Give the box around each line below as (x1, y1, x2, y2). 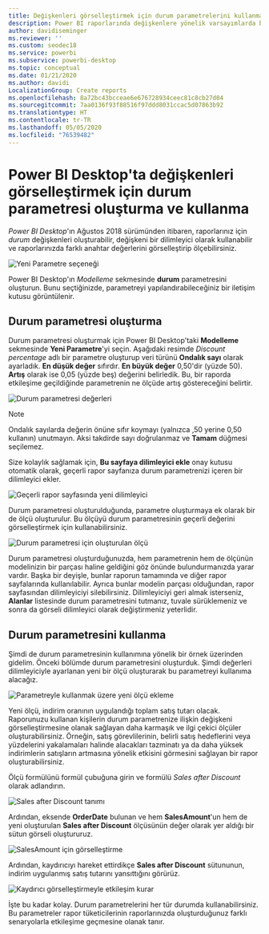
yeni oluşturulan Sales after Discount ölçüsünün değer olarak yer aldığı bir (8, 821, 255, 831)
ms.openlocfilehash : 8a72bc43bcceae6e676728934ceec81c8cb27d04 (8, 94, 224, 102)
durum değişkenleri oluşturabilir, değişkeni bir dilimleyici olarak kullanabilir (8, 234, 253, 245)
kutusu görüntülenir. (8, 291, 74, 301)
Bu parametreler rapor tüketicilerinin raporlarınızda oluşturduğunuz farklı (8, 908, 247, 918)
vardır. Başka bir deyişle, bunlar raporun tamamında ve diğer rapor (8, 571, 227, 580)
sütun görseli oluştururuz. (8, 829, 94, 839)
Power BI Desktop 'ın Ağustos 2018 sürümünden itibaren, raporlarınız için (8, 226, 247, 236)
